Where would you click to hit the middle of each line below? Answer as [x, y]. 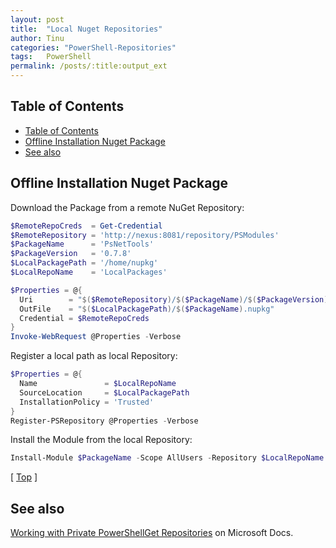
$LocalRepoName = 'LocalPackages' [89, 272]
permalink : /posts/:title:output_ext [89, 66]
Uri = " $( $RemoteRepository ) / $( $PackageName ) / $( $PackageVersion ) [174, 299]
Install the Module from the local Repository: [101, 440]
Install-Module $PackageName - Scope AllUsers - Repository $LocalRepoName [167, 458]
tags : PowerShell [51, 57]
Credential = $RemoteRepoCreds [84, 318]
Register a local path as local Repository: [94, 356]
